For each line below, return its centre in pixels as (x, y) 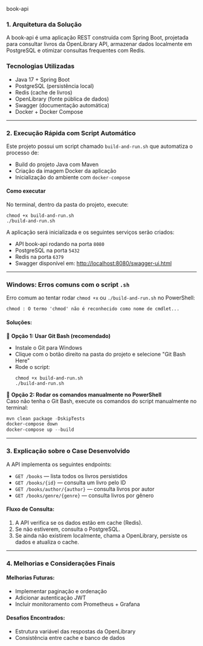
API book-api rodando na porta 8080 (60, 244)
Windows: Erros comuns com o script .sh (68, 285)
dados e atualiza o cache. (47, 542)
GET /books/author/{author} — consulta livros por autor (85, 489)
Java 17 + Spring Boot (42, 79)
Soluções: (19, 322)
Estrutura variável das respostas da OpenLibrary (75, 631)
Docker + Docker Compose (49, 112)
